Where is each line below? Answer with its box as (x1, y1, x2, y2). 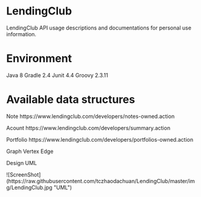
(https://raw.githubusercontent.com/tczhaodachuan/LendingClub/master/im (6, 177, 195, 184)
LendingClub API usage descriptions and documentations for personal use (6, 24, 192, 31)
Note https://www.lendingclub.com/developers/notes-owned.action (6, 113, 175, 120)
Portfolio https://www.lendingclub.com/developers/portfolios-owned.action (6, 136, 194, 143)
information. (6, 30, 37, 37)
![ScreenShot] (6, 170, 41, 178)
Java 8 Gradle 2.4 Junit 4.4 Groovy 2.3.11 (6, 71, 109, 79)
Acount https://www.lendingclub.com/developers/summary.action (6, 124, 171, 131)
